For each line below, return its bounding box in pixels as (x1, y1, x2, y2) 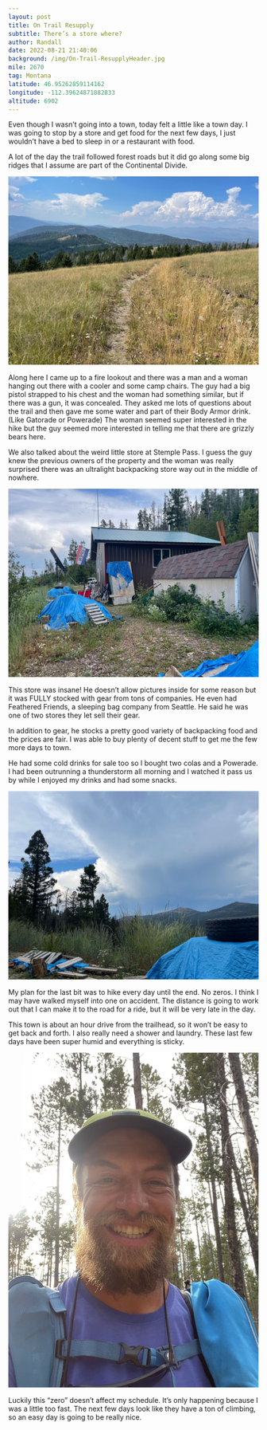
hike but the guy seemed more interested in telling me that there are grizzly (8, 423, 254, 434)
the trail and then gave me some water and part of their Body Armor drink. (8, 407, 251, 416)
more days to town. (8, 743, 72, 752)
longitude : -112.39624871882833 (8, 88, 115, 96)
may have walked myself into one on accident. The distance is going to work (8, 996, 259, 1006)
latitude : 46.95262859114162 (8, 80, 105, 88)
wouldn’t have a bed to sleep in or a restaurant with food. (8, 136, 195, 147)
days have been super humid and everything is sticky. (8, 1037, 185, 1047)
